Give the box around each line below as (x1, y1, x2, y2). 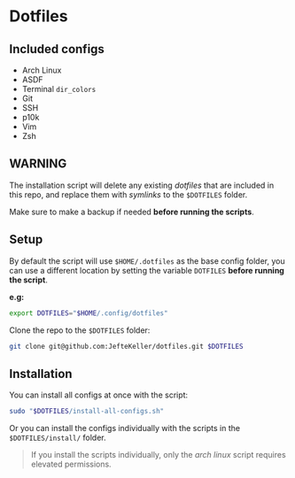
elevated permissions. (30, 459, 113, 470)
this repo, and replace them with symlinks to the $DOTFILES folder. (9, 189, 248, 200)
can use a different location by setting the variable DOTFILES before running (9, 265, 285, 275)
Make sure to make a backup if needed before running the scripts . (9, 206, 254, 217)
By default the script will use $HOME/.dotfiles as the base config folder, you (9, 255, 285, 266)
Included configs (9, 42, 105, 57)
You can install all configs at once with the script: (9, 389, 189, 400)
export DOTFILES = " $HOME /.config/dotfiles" (9, 308, 168, 318)
